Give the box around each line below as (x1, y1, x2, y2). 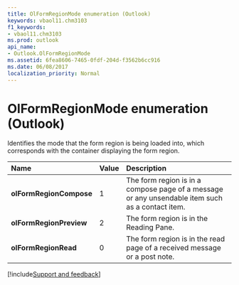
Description (125, 163, 167, 173)
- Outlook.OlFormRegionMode (7, 50, 91, 58)
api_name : (7, 43, 37, 50)
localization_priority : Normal (7, 70, 100, 77)
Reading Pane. (125, 222, 174, 232)
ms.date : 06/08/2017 (7, 63, 69, 70)
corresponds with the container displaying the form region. (7, 146, 180, 155)
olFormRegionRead (11, 243, 77, 253)
